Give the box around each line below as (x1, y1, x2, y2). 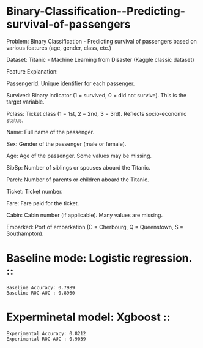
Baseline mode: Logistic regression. (6, 251, 193, 265)
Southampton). (6, 230, 44, 237)
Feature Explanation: (6, 67, 58, 75)
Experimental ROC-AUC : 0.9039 (6, 336, 86, 342)
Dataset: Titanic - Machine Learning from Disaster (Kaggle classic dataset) (6, 56, 194, 63)
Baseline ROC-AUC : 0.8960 (6, 290, 75, 296)
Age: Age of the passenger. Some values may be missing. (6, 152, 152, 159)
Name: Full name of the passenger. (6, 128, 95, 135)
